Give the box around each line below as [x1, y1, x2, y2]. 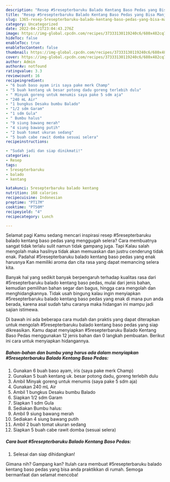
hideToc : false [6, 36, 38, 41]
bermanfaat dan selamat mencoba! [6, 472, 79, 478]
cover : [6, 54, 20, 60]
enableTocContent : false [6, 45, 58, 50]
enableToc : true [6, 41, 40, 46]
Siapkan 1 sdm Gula [13, 400, 54, 406]
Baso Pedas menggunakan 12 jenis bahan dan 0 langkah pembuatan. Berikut [6, 333, 165, 339]
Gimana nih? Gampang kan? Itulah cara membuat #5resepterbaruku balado [6, 461, 162, 467]
